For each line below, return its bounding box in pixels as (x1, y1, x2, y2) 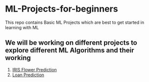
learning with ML (5, 24, 39, 30)
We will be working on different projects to (5, 39, 137, 47)
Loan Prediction (12, 72, 45, 78)
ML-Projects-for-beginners (5, 3, 119, 15)
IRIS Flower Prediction (12, 66, 57, 72)
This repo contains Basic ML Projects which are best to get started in (5, 19, 145, 25)
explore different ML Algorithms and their (5, 46, 134, 54)
